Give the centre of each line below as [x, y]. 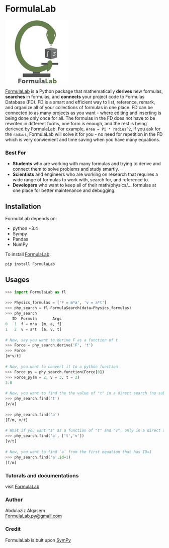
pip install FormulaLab [30, 264]
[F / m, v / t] [17, 420]
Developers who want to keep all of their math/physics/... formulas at [84, 185]
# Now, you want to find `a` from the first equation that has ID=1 [78, 452]
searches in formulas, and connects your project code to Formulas [75, 96]
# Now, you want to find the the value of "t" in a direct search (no [81, 393]
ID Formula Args [37, 319]
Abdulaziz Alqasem [25, 511]
